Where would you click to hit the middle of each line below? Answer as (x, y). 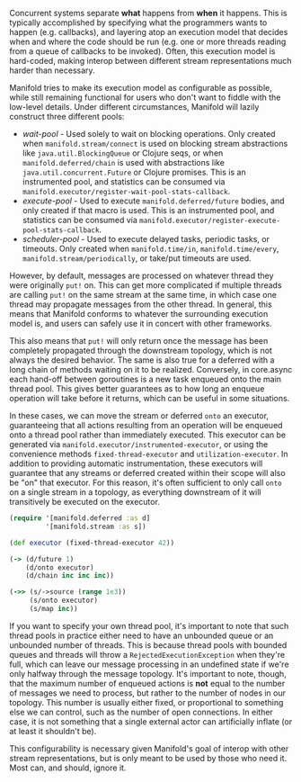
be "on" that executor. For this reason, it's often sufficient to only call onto (146, 482)
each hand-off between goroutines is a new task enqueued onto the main (145, 379)
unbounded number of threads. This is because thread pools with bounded (148, 645)
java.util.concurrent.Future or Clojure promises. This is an (134, 172)
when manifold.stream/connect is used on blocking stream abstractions (155, 144)
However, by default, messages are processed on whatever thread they (142, 275)
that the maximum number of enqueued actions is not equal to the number (147, 683)
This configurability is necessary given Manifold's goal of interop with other (149, 748)
